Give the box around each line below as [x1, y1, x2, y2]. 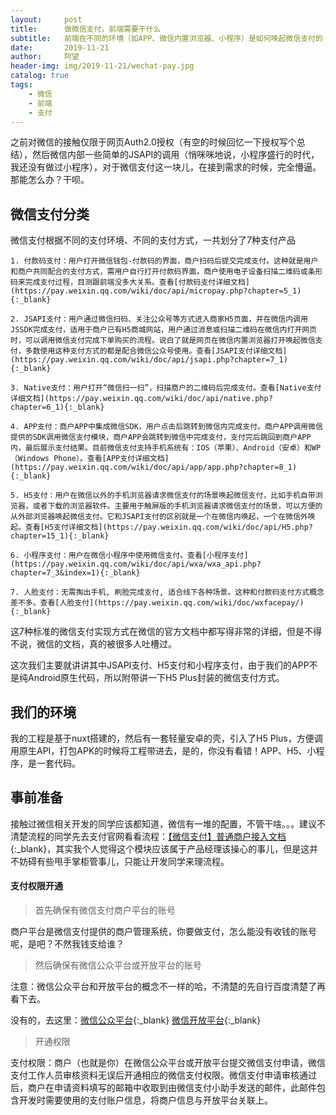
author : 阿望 [10, 52, 80, 62]
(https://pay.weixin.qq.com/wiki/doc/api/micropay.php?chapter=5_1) [10, 286, 302, 296]
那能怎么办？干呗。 [10, 174, 90, 186]
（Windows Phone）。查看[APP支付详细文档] [10, 454, 170, 464]
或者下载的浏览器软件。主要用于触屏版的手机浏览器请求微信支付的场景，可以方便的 [32, 501, 323, 511]
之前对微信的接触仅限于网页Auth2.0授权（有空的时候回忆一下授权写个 [10, 136, 297, 148]
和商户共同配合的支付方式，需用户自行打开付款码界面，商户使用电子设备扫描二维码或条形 [10, 267, 323, 277]
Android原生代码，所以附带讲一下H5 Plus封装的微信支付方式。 [27, 672, 285, 684]
